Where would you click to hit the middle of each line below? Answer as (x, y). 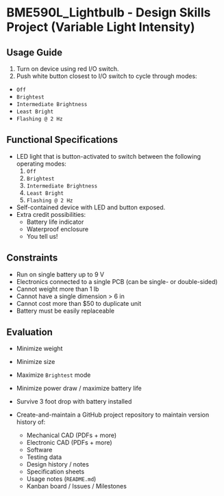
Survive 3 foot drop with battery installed (74, 402)
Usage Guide (35, 52)
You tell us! (42, 236)
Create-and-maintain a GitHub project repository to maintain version (113, 415)
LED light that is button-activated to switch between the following (109, 156)
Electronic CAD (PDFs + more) (69, 443)
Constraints (32, 258)
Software (39, 450)
